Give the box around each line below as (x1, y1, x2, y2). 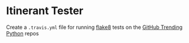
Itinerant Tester (6, 4, 84, 18)
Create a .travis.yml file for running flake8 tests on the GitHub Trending (6, 24, 183, 31)
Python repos (6, 29, 40, 37)
